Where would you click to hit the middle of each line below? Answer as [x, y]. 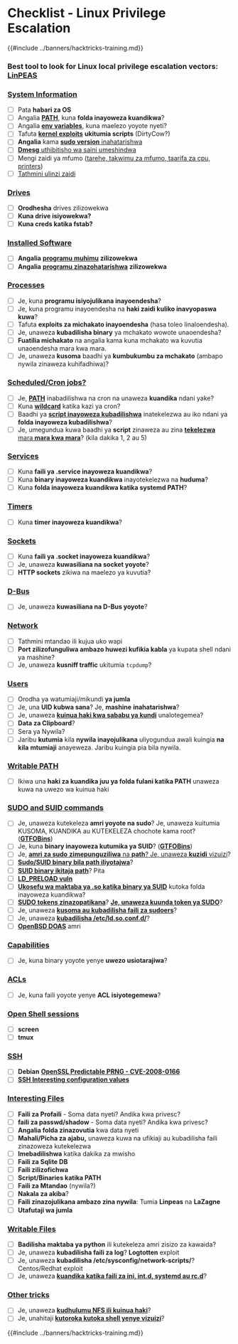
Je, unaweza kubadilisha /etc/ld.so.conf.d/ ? [84, 918]
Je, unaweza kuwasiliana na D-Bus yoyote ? [82, 607]
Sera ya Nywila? [41, 731]
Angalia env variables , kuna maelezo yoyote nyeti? [92, 126]
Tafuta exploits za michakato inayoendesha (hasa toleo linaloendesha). [123, 324]
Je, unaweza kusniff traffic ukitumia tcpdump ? [85, 665]
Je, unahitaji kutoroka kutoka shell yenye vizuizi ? [91, 1318]
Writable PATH [33, 766]
